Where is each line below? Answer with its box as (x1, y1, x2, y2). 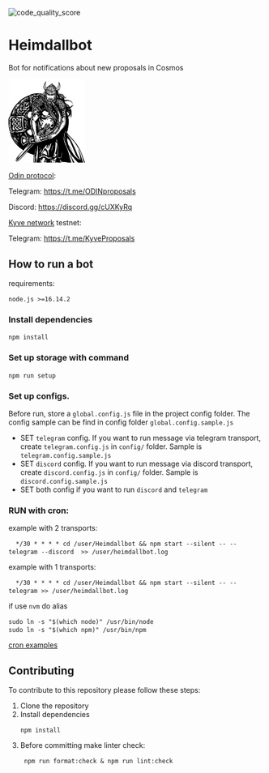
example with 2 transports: (8, 523, 98, 533)
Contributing (8, 664, 75, 677)
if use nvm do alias (8, 601, 68, 611)
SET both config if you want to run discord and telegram (19, 485, 208, 494)
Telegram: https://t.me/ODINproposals (8, 186, 136, 196)
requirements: (8, 279, 55, 288)
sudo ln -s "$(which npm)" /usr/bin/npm (8, 626, 147, 634)
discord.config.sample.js (19, 478, 108, 486)
